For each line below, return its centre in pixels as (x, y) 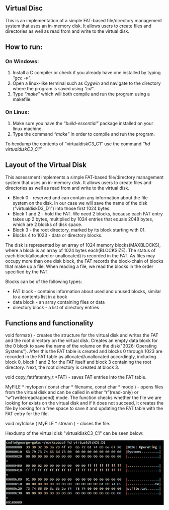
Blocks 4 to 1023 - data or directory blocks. (57, 235)
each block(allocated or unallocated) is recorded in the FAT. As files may (80, 256)
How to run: (24, 47)
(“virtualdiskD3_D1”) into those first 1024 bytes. (61, 208)
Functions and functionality (50, 323)
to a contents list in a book (40, 297)
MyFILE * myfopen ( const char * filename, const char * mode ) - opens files (84, 387)
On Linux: (17, 112)
